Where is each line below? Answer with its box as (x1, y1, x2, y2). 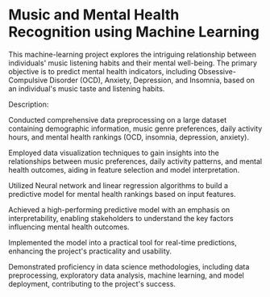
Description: (8, 99, 49, 109)
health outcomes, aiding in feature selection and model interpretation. (8, 165, 240, 174)
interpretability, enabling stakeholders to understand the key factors (8, 213, 234, 223)
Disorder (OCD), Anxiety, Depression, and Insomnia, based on (49, 75, 255, 85)
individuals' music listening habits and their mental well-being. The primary (8, 58, 258, 68)
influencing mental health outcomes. (8, 222, 130, 232)
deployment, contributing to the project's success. (8, 278, 176, 288)
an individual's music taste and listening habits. (8, 83, 165, 94)
